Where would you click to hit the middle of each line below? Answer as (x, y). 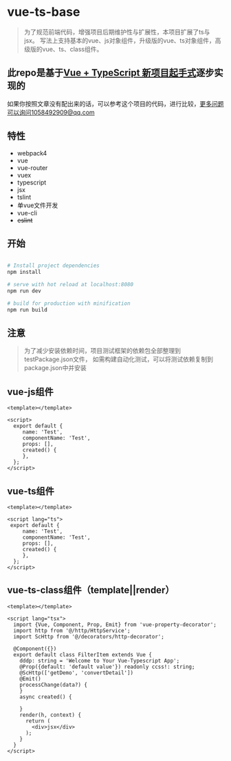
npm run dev (24, 291)
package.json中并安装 (55, 368)
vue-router (32, 168)
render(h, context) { (50, 715)
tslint (24, 197)
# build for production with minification (69, 303)
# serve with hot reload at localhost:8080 (70, 285)
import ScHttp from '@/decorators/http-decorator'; (89, 636)
